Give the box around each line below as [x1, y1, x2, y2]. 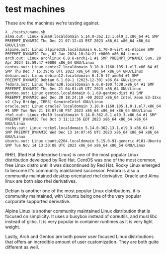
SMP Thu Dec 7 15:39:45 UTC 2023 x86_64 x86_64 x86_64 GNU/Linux [5, 69, 143, 74]
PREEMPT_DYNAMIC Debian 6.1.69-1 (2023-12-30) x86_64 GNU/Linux [5, 77, 141, 83]
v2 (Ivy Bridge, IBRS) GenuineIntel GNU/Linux [5, 99, 103, 104]
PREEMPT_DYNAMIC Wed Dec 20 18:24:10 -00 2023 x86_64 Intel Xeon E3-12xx [5, 95, 162, 100]
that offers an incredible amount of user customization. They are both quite [5, 239, 159, 245]
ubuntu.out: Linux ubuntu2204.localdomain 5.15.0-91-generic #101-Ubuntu [5, 138, 162, 143]
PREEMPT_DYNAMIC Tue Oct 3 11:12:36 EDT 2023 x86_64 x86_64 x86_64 [5, 117, 148, 122]
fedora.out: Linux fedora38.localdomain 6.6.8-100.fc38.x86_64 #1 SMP [5, 82, 155, 87]
